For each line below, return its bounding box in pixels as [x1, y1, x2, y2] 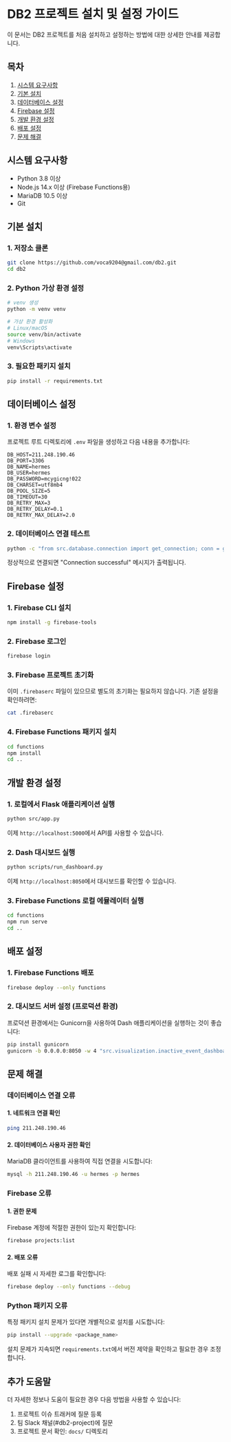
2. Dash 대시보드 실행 [7, 847, 76, 857]
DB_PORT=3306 [7, 458, 45, 465]
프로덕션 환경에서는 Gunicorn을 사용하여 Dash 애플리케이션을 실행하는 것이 [7, 1018, 210, 1027]
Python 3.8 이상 [16, 174, 61, 183]
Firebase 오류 [7, 1188, 52, 1198]
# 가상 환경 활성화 [7, 318, 53, 325]
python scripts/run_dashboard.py [7, 864, 103, 871]
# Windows [7, 337, 36, 345]
